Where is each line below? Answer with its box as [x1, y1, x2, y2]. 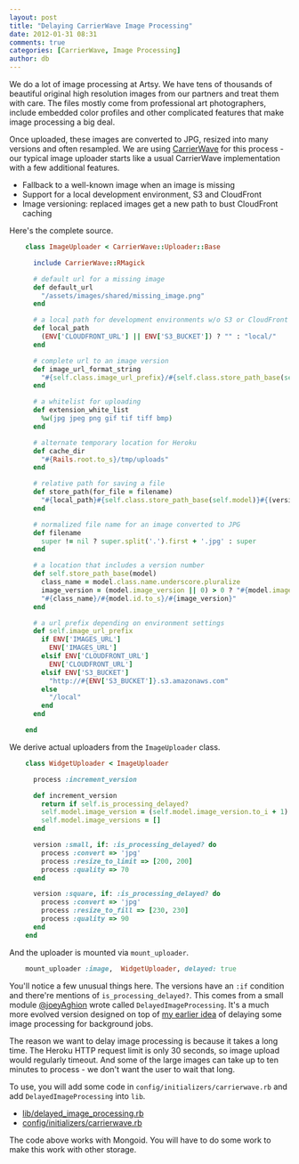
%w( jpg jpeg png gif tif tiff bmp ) [41, 414, 174, 423]
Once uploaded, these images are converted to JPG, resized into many [9, 134, 269, 144]
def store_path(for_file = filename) [32, 487, 174, 497]
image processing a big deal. [9, 117, 116, 127]
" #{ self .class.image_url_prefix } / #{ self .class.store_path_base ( [41, 373, 285, 382]
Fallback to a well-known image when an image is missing [21, 180, 236, 190]
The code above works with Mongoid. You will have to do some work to [9, 1135, 271, 1145]
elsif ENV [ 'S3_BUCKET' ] [41, 668, 129, 677]
